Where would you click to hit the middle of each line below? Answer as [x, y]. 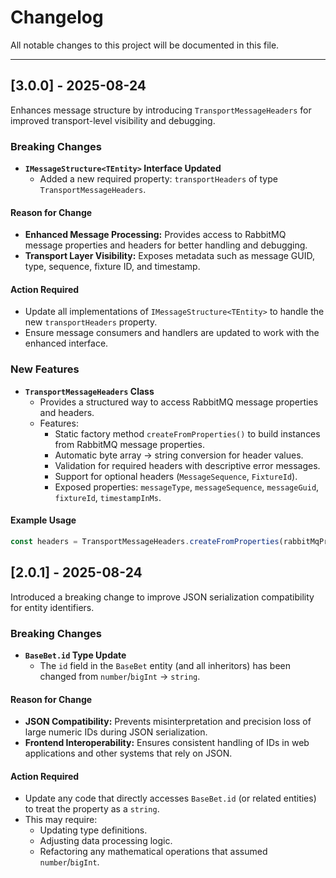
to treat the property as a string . [92, 809]
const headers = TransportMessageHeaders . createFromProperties [145, 541]
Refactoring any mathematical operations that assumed [153, 852]
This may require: [61, 820]
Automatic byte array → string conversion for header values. [179, 455]
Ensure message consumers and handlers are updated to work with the [172, 333]
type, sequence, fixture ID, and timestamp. [112, 267]
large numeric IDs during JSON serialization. [116, 732]
